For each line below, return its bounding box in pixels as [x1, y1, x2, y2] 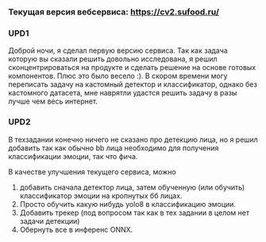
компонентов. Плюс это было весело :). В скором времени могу [8, 71, 228, 81]
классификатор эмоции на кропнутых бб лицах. [19, 190, 183, 201]
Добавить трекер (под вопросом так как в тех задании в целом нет [19, 208, 250, 217]
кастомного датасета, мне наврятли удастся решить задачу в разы [8, 88, 237, 98]
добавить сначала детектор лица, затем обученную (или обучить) [19, 182, 245, 192]
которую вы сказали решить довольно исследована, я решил [8, 54, 218, 64]
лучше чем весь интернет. [8, 96, 98, 106]
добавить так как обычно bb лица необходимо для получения [8, 142, 219, 153]
